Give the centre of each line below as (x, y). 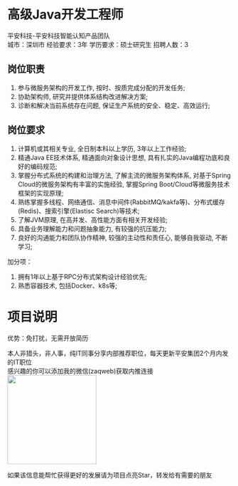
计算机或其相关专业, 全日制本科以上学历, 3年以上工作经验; (102, 148)
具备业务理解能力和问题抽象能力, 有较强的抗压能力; (92, 228)
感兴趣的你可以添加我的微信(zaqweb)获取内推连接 (81, 371)
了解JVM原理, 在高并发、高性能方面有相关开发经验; (93, 220)
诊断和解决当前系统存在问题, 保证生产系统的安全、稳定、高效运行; (114, 105)
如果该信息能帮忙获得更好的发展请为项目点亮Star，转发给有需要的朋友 (110, 475)
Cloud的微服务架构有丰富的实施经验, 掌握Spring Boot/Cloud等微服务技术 (124, 184)
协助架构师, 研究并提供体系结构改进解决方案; (82, 96)
